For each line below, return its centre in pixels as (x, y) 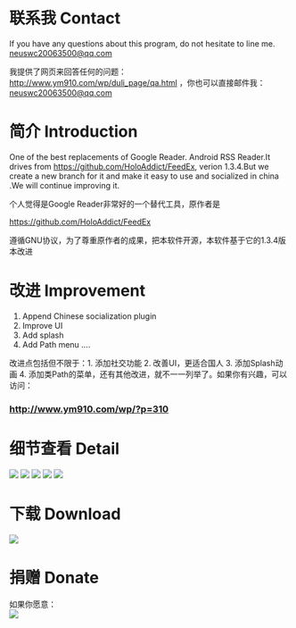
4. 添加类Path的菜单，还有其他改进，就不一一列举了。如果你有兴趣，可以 (153, 374)
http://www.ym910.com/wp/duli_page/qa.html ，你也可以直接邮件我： (137, 82)
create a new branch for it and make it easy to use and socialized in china (144, 176)
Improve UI (42, 325)
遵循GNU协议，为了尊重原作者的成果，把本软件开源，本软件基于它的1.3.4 (144, 240)
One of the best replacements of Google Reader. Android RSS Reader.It (140, 156)
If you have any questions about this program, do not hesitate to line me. (142, 43)
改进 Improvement (77, 291)
